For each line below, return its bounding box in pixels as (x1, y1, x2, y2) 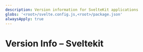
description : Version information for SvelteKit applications (5, 7, 138, 12)
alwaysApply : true (5, 16, 44, 21)
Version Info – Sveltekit (5, 38, 104, 49)
